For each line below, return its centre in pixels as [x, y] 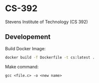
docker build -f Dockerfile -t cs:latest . [50, 57]
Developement [28, 37]
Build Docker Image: [25, 48]
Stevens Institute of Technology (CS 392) [47, 22]
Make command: [22, 67]
